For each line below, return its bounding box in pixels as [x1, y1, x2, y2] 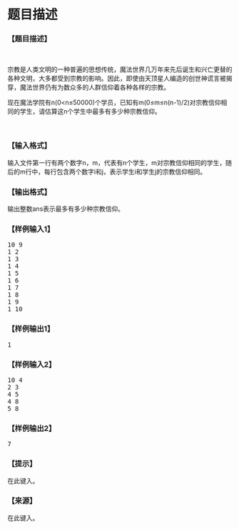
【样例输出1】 [7, 324, 55, 334]
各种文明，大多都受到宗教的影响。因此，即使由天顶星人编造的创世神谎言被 [7, 74, 226, 83]
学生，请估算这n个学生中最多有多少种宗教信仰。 [19, 107, 162, 116]
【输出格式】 [7, 187, 52, 197]
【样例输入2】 [7, 359, 56, 369]
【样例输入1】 [7, 224, 55, 234]
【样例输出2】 [7, 423, 56, 433]
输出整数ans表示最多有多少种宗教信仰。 [7, 204, 125, 213]
